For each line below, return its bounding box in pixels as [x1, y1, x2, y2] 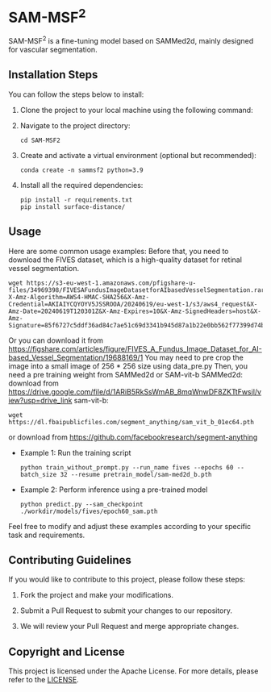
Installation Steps [8, 68, 98, 81]
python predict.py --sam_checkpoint [19, 500, 144, 508]
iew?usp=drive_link [8, 395, 73, 405]
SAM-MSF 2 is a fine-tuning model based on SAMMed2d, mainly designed [8, 35, 254, 45]
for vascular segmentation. [8, 44, 98, 54]
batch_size [19, 470, 57, 478]
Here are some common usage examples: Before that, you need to [8, 246, 229, 256]
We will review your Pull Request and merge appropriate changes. [19, 622, 240, 632]
